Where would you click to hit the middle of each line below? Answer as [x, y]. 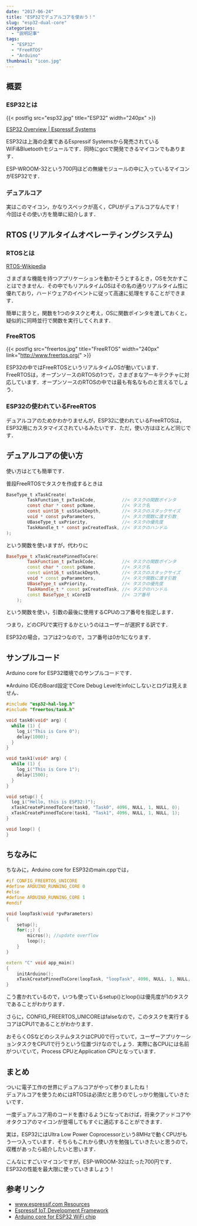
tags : [13, 39]
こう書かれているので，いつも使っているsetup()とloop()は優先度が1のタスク [98, 997]
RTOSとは [21, 253]
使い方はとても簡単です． [37, 471]
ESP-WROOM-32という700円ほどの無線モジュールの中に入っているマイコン [98, 169]
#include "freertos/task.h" [41, 710]
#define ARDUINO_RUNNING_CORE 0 [46, 886]
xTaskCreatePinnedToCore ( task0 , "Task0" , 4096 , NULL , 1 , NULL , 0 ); [96, 808]
